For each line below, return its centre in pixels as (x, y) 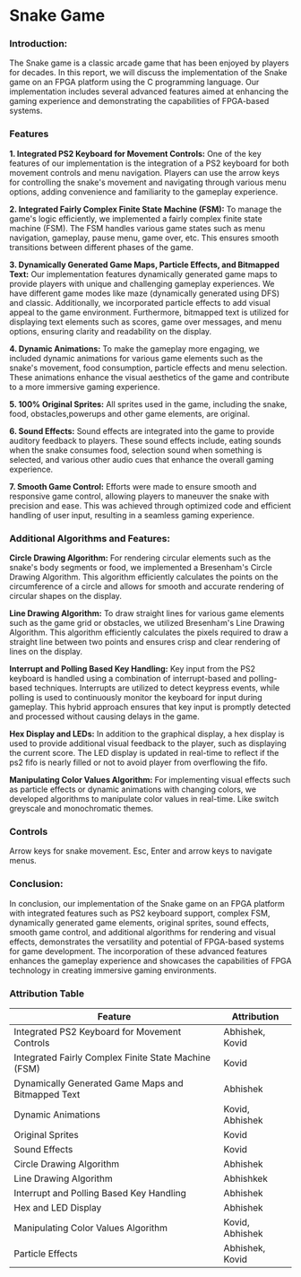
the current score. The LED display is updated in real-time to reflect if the (144, 753)
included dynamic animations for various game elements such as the (136, 358)
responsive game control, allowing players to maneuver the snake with (139, 496)
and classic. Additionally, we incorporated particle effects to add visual (140, 302)
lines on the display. (46, 652)
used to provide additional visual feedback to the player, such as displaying (148, 743)
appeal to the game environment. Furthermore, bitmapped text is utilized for (149, 312)
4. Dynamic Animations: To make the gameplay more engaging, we (134, 348)
